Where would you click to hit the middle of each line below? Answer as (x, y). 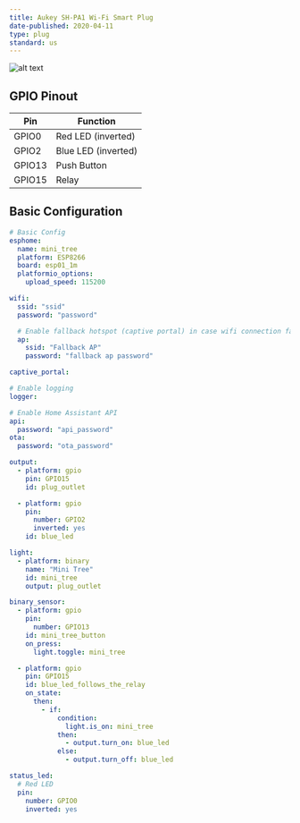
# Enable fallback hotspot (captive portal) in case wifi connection (149, 331)
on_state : (44, 693)
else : (67, 751)
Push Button (81, 165)
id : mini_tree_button (65, 635)
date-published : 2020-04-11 (62, 26)
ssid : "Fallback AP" (63, 348)
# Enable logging (42, 388)
